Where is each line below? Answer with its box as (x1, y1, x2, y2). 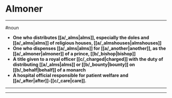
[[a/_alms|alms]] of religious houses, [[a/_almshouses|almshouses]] (12, 40, 162, 46)
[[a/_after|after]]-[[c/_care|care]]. (12, 77, 87, 84)
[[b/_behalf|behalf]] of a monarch (12, 67, 86, 73)
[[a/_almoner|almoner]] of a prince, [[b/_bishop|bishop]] (12, 50, 136, 56)
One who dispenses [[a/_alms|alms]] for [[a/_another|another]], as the (12, 45, 166, 51)
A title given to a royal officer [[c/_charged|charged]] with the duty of (12, 56, 163, 62)
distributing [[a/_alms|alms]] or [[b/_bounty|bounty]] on (12, 61, 135, 68)
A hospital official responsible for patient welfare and (12, 72, 128, 78)
